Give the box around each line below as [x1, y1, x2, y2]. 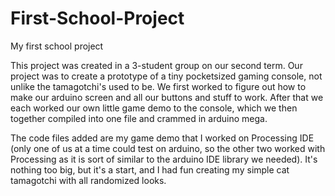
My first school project [10, 40, 104, 52]
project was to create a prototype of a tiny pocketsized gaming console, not [10, 70, 323, 82]
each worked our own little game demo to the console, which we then [10, 102, 298, 114]
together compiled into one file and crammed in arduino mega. [10, 112, 268, 124]
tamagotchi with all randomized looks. [10, 174, 167, 186]
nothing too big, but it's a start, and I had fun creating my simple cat [10, 163, 290, 176]
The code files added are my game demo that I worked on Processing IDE [10, 132, 315, 144]
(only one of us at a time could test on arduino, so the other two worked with [10, 142, 326, 154]
